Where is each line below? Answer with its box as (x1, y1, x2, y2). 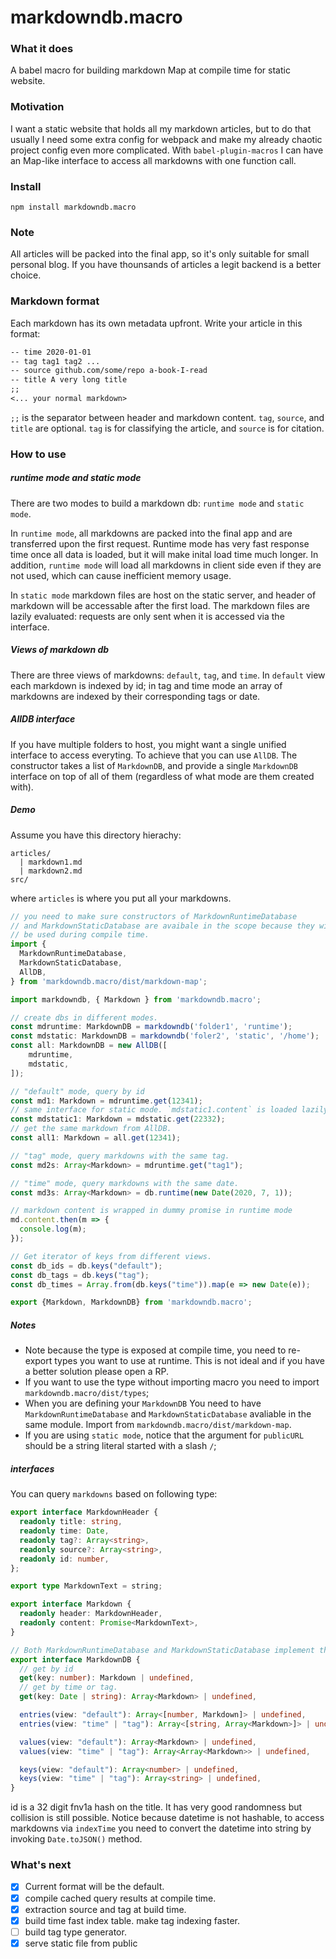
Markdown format (10, 294, 100, 308)
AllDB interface (10, 713, 76, 725)
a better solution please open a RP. (24, 1366, 170, 1378)
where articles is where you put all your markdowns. (10, 892, 232, 904)
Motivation (10, 100, 65, 114)
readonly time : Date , (19, 1526, 110, 1536)
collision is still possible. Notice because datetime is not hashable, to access (10, 1812, 325, 1824)
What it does (10, 42, 74, 56)
